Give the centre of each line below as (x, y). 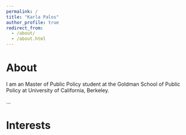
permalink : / (22, 11)
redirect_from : (25, 28)
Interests (29, 125)
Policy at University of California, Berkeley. (58, 90)
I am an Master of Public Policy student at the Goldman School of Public (93, 84)
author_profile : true (33, 22)
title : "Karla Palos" (33, 17)
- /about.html (29, 39)
